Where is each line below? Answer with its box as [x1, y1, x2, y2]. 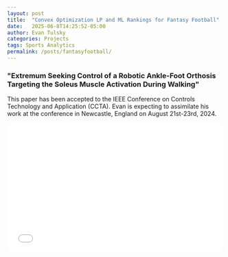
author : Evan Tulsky [7, 29, 67, 36]
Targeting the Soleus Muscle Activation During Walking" [7, 79, 200, 89]
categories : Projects [7, 36, 69, 42]
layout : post [7, 10, 45, 17]
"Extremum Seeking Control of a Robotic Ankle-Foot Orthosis [7, 71, 216, 80]
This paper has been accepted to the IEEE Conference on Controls [7, 95, 196, 103]
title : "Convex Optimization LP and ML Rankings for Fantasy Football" [7, 16, 220, 23]
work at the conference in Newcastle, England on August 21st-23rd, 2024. [7, 110, 217, 118]
